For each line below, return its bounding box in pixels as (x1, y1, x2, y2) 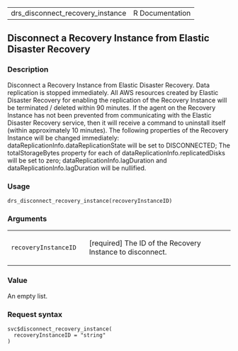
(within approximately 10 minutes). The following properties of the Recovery (7, 126, 229, 134)
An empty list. (7, 291, 48, 300)
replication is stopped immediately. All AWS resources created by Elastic (7, 88, 219, 96)
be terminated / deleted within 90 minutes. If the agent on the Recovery (7, 103, 216, 112)
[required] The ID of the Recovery (89, 238, 202, 248)
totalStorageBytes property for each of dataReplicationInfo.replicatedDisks (7, 148, 225, 157)
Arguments (7, 213, 47, 223)
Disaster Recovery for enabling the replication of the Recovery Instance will (7, 96, 227, 104)
